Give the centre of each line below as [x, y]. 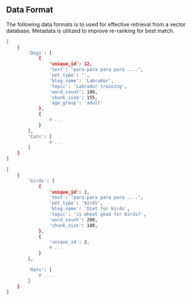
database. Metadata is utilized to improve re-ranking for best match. [90, 31]
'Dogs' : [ [40, 53]
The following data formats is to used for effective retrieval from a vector [96, 24]
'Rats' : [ [40, 269]
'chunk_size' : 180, [73, 225]
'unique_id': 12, [71, 64]
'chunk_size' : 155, [73, 97]
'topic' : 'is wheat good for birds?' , [97, 214]
